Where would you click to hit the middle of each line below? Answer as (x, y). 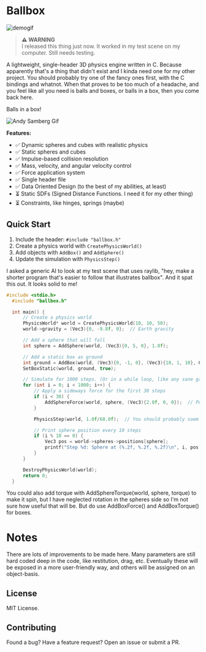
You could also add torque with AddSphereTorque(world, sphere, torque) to (101, 493)
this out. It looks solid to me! (42, 284)
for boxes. (19, 513)
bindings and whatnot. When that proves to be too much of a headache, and (103, 84)
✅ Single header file (40, 179)
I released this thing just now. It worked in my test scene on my (101, 46)
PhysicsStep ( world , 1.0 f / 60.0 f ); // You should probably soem (116, 419)
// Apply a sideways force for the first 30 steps (100, 391)
